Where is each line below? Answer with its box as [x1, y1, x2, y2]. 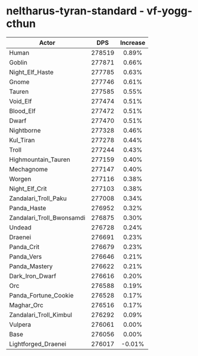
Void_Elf [9, 97, 32, 105]
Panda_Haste [9, 204, 46, 212]
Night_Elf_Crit [9, 184, 48, 192]
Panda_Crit [9, 243, 40, 251]
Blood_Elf [9, 106, 36, 115]
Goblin [9, 58, 28, 66]
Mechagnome [9, 165, 48, 173]
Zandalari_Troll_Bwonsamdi [9, 213, 86, 222]
